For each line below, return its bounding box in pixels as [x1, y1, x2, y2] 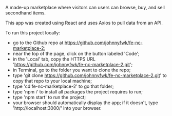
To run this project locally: [5, 30, 61, 35]
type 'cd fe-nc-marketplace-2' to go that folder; [12, 83, 114, 89]
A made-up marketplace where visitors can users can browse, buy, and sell [5, 5, 165, 10]
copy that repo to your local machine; [12, 78, 92, 84]
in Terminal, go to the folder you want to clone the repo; [12, 67, 131, 73]
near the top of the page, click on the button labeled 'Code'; [12, 51, 140, 56]
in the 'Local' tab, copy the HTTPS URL [12, 56, 96, 62]
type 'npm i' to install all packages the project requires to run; [12, 89, 143, 94]
